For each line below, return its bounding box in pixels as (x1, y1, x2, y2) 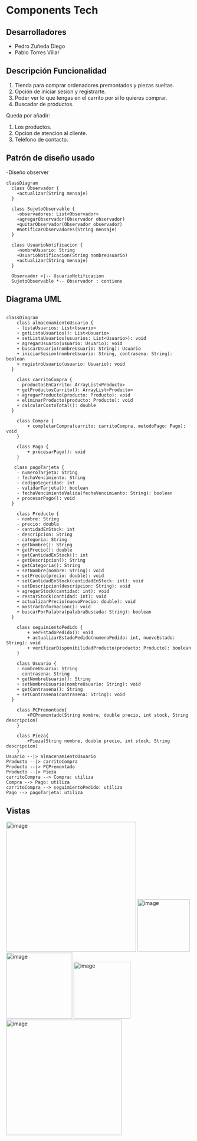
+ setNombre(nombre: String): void (17, 568, 104, 574)
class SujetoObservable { (11, 206, 75, 212)
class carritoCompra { (17, 377, 73, 383)
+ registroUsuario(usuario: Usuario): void (17, 361, 126, 368)
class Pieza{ (17, 733, 49, 739)
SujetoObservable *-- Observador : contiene (11, 278, 123, 284)
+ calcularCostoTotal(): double (17, 402, 96, 409)
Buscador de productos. (14, 100, 74, 107)
